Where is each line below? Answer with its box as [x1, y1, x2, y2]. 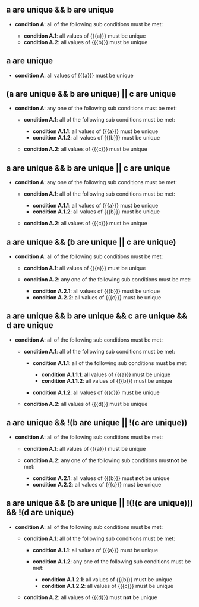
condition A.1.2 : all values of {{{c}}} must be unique [32, 389, 160, 396]
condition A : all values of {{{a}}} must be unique [14, 72, 134, 79]
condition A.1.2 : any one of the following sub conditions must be [32, 558, 191, 565]
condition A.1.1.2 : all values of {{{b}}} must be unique [41, 377, 172, 384]
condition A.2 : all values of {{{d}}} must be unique [23, 400, 148, 407]
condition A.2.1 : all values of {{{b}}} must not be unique [32, 474, 170, 482]
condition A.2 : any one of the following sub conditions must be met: [23, 276, 191, 283]
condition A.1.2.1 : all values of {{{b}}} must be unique [41, 575, 172, 583]
